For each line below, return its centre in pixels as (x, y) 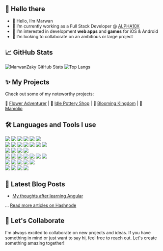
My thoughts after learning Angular (48, 196)
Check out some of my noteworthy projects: (50, 94)
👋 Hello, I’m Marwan (32, 21)
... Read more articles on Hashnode (41, 205)
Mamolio (14, 109)
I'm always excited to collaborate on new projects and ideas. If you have (78, 232)
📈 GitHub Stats (29, 53)
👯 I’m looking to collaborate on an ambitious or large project (73, 36)
